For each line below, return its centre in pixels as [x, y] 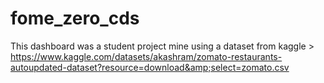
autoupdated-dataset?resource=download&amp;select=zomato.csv [150, 67]
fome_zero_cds [75, 18]
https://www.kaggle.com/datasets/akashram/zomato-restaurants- [146, 56]
